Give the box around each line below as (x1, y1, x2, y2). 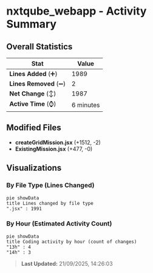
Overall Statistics (6, 41, 73, 52)
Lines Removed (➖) (9, 80, 66, 88)
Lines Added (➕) (9, 70, 58, 78)
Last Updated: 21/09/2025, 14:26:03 (21, 260, 114, 267)
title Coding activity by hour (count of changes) (6, 238, 137, 244)
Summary (6, 17, 56, 31)
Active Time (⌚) (9, 100, 56, 108)
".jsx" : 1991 (6, 206, 42, 212)
